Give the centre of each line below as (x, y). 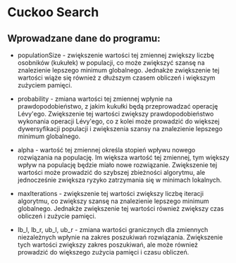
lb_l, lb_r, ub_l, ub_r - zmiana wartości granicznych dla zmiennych (113, 230)
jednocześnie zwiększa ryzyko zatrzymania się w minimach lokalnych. (119, 180)
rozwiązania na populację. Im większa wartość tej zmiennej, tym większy (123, 157)
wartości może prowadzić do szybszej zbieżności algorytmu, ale (111, 172)
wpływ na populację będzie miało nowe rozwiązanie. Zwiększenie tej (117, 165)
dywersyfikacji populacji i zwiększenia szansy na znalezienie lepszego (120, 129)
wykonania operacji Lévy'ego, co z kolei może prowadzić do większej (118, 121)
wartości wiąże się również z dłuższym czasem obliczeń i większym (116, 78)
